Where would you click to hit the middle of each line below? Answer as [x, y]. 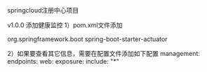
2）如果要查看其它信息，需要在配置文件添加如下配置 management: [103, 53]
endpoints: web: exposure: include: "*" [63, 61]
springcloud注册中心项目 [43, 10]
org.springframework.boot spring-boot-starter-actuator [87, 39]
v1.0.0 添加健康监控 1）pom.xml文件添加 [65, 25]
